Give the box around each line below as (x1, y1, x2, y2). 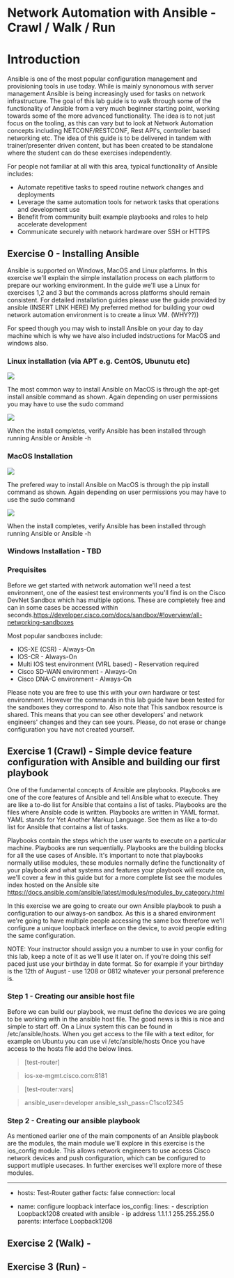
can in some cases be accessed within (7, 603, 118, 611)
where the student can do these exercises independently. (7, 148, 172, 157)
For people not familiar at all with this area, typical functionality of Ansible (7, 162, 218, 171)
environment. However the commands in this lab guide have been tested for (7, 695, 225, 704)
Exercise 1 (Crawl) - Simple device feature (7, 746, 193, 757)
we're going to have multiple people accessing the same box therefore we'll (7, 916, 224, 925)
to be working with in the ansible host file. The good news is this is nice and (7, 1015, 224, 1023)
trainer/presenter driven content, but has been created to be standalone (7, 141, 214, 150)
